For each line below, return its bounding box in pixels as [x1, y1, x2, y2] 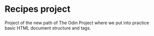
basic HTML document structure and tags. [4, 25, 91, 31]
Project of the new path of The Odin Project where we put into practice [4, 20, 150, 26]
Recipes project [4, 3, 70, 15]
